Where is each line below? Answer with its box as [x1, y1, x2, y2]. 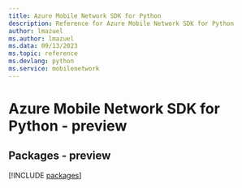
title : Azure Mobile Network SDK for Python [8, 11, 162, 20]
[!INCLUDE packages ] [8, 170, 82, 180]
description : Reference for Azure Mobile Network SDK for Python [8, 19, 234, 28]
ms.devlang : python [8, 58, 75, 66]
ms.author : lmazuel [8, 34, 75, 43]
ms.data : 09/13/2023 [8, 42, 79, 50]
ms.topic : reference [8, 49, 79, 58]
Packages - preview [8, 149, 111, 163]
